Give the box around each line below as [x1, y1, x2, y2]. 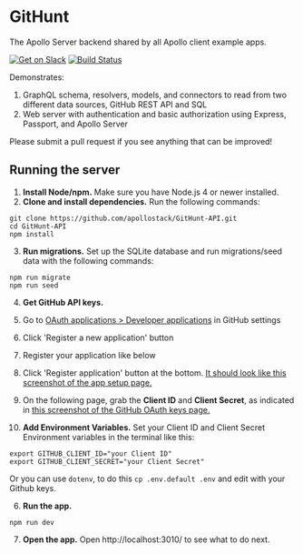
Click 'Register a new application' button [22, 332, 174, 343]
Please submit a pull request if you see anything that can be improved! [9, 136, 273, 146]
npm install [9, 229, 54, 238]
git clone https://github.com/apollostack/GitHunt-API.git [9, 214, 238, 223]
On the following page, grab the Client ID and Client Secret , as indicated [22, 394, 295, 406]
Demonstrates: [9, 71, 65, 83]
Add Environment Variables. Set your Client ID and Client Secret [22, 421, 266, 433]
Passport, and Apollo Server [22, 118, 129, 129]
